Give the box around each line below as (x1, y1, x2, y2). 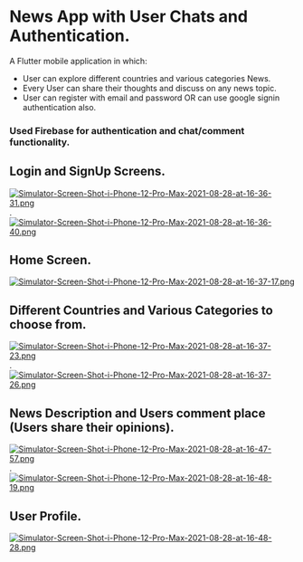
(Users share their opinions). (9, 419, 175, 435)
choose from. (9, 317, 87, 332)
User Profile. (9, 509, 82, 524)
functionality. (9, 136, 71, 148)
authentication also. (22, 101, 97, 112)
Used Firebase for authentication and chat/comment (9, 124, 245, 137)
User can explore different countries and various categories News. (22, 72, 271, 83)
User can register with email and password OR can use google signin (22, 92, 280, 103)
